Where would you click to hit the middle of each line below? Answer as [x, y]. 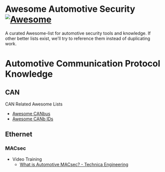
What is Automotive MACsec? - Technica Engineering [74, 164]
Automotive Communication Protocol [83, 64]
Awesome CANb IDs [33, 119]
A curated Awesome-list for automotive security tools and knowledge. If [78, 33]
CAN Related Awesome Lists [34, 104]
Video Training [27, 159]
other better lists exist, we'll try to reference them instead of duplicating [78, 38]
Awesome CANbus [31, 113]
